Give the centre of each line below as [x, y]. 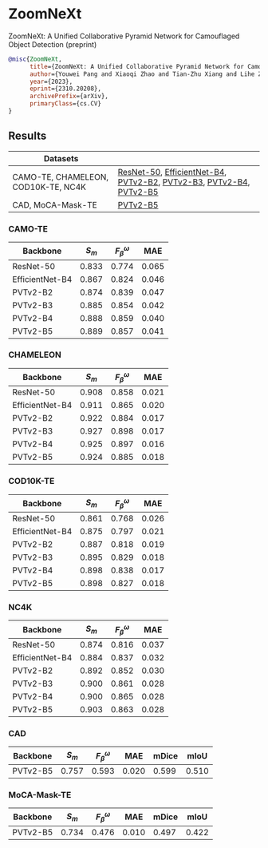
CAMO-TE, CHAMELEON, [61, 176]
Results [28, 136]
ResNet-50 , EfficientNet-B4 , [172, 172]
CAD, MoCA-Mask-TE [55, 204]
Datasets [61, 158]
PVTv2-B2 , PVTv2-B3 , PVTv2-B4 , [184, 182]
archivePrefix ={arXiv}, [69, 97]
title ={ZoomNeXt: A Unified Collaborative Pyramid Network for [137, 66]
